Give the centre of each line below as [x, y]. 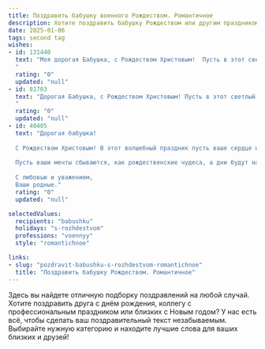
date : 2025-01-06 [37, 30]
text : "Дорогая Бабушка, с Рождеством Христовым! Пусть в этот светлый [136, 97]
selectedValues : [35, 214]
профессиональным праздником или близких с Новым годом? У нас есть [132, 311]
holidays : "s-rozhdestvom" [60, 229]
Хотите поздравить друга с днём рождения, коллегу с [100, 303]
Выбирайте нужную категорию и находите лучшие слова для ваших [123, 328]
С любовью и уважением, [54, 178]
